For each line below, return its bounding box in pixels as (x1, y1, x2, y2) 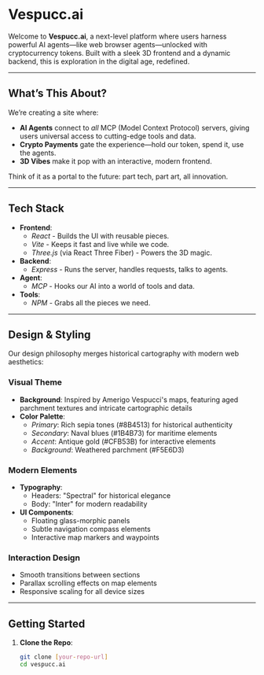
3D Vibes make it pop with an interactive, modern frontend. (19, 156, 212, 166)
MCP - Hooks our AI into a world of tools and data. (31, 281, 195, 290)
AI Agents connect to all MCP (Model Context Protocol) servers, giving (19, 123, 250, 132)
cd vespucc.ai (19, 660, 66, 668)
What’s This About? (8, 87, 108, 100)
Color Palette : (19, 411, 65, 421)
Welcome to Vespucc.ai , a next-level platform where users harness (8, 31, 227, 41)
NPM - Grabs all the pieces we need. (31, 297, 151, 308)
